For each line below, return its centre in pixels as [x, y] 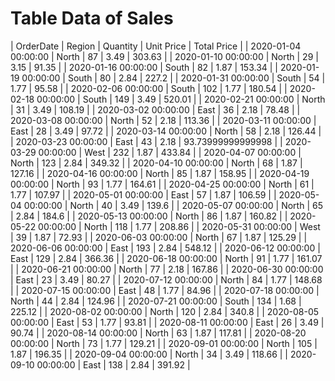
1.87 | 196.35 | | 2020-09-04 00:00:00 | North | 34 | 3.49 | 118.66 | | [149, 354]
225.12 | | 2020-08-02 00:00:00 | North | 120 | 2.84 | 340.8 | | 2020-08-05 [165, 311]
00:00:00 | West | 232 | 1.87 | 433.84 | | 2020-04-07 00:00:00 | [170, 152]
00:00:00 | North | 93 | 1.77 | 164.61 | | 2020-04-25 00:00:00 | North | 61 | [162, 184]
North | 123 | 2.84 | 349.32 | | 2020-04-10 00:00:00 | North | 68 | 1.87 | [156, 163]
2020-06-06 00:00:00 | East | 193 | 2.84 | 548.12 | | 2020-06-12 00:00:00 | [165, 248]
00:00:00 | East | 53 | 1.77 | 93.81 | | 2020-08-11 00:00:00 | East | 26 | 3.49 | [167, 322]
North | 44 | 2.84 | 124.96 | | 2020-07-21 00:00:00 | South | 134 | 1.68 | [156, 301]
